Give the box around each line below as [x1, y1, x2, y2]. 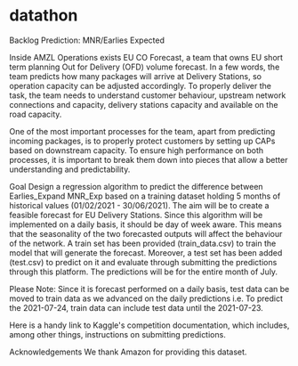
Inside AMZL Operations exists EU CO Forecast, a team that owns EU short [9, 52, 283, 62]
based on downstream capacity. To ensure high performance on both [9, 144, 264, 156]
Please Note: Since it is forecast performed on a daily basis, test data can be [9, 283, 290, 294]
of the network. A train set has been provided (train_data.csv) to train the [9, 238, 277, 248]
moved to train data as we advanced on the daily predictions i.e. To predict [9, 293, 283, 304]
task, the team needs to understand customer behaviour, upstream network [9, 90, 286, 101]
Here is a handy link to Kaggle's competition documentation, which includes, [9, 320, 290, 330]
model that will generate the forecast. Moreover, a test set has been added [9, 247, 283, 258]
